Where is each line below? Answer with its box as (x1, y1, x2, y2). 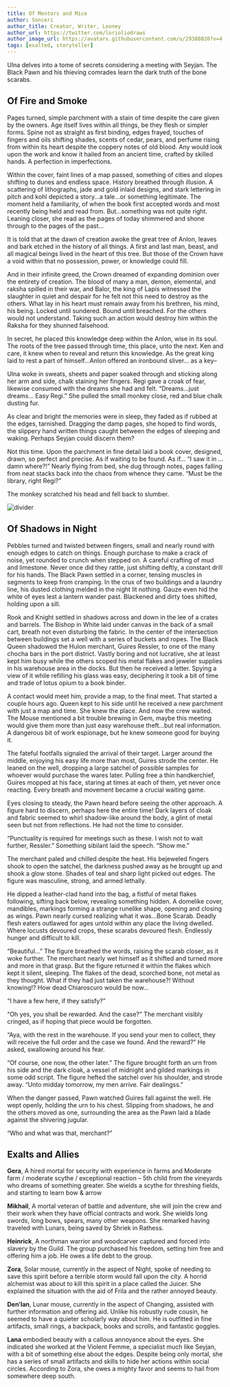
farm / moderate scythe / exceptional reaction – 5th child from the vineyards (7, 1174, 222, 1182)
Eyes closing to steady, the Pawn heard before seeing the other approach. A (7, 799, 223, 807)
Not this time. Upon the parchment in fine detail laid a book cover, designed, (7, 447, 222, 455)
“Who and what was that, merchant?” (7, 1129, 113, 1137)
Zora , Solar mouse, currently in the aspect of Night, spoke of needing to (7, 1265, 211, 1274)
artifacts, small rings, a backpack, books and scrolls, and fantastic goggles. (7, 1322, 221, 1331)
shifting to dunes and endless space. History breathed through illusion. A (7, 178, 214, 186)
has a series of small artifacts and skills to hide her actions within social (7, 1357, 209, 1366)
